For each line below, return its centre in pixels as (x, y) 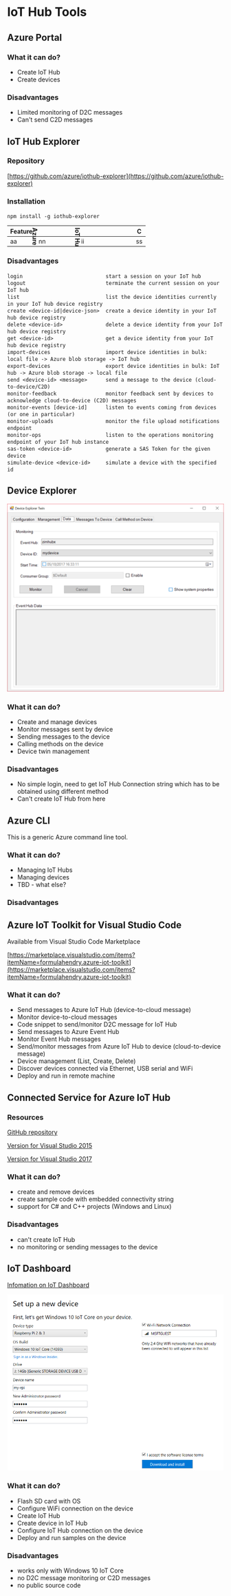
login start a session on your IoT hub (104, 276)
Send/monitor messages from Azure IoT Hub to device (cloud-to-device (119, 1047)
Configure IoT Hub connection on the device (80, 1530)
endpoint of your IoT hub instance (58, 442)
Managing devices (43, 877)
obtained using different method (63, 792)
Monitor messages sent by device (65, 729)
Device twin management (53, 751)
